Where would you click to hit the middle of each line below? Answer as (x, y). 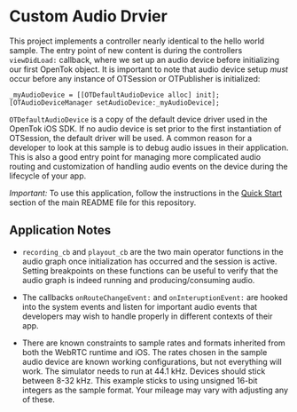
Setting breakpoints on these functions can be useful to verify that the (150, 270)
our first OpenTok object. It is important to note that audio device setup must (148, 69)
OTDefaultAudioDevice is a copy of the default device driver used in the (138, 119)
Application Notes (60, 230)
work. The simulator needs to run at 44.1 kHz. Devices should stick (144, 371)
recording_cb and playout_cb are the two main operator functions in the (152, 251)
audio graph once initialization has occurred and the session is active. (149, 261)
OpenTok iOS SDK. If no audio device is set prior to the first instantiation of (145, 128)
